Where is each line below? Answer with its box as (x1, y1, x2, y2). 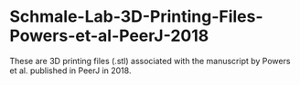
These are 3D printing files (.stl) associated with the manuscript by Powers (9, 55, 291, 66)
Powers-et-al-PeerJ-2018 (9, 25, 209, 46)
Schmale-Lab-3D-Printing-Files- (9, 6, 263, 27)
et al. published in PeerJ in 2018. (9, 65, 132, 76)
